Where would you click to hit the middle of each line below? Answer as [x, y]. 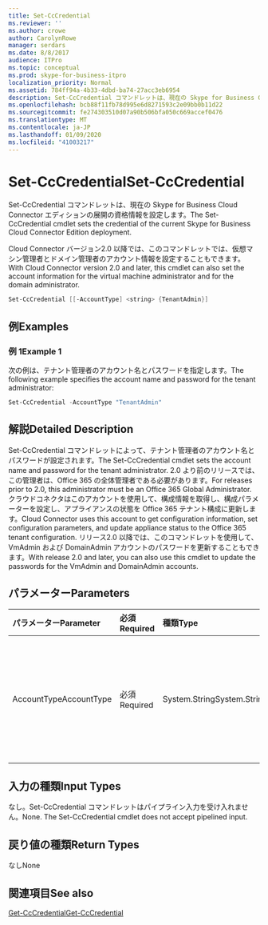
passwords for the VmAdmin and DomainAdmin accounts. [103, 566]
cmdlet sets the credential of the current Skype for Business [152, 224]
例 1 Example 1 [35, 351]
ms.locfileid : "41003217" [51, 142]
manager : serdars [37, 46]
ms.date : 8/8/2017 [39, 53]
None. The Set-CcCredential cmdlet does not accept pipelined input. [135, 817]
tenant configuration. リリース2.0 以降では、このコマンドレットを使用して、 [133, 537]
